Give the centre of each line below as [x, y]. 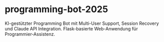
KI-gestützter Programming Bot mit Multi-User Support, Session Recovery [82, 23]
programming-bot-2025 [56, 9]
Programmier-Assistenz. [30, 34]
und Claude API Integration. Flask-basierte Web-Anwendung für [71, 28]
